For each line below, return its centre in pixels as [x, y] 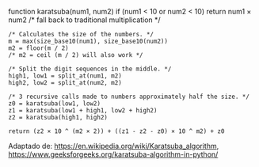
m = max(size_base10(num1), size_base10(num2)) [88, 41]
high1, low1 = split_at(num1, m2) [65, 76]
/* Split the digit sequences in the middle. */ [90, 69]
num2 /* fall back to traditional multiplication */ [84, 20]
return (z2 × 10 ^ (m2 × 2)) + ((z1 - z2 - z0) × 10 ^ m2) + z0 [116, 131]
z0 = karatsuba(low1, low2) [55, 104]
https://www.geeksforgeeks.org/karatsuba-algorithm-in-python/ [113, 154]
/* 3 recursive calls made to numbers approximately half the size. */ [129, 97]
